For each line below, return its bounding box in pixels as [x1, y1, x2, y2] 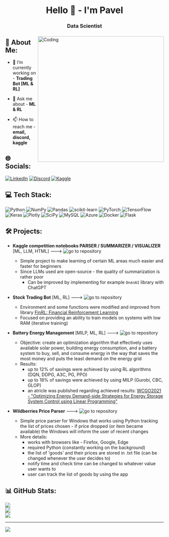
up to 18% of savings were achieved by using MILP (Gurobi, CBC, [27, 377, 163, 383]
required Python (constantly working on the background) [27, 444, 146, 451]
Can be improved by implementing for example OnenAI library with [27, 279, 164, 286]
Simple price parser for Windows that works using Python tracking [20, 418, 158, 424]
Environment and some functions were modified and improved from [20, 304, 160, 310]
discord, [12, 134, 31, 140]
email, [12, 129, 26, 135]
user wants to [27, 466, 56, 472]
